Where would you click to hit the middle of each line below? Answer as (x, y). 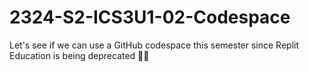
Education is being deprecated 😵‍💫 (79, 55)
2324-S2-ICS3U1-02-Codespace (150, 17)
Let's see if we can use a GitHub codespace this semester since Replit (154, 45)
